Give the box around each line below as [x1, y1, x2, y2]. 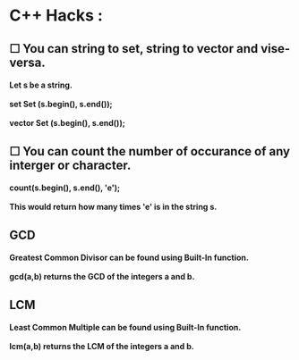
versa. [9, 54, 47, 70]
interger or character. [9, 157, 132, 172]
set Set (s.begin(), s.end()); [9, 99, 114, 110]
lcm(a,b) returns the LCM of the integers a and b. [9, 341, 194, 352]
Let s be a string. [9, 80, 73, 90]
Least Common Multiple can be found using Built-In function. [9, 322, 242, 333]
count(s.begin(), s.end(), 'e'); [9, 182, 121, 193]
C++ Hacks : [9, 5, 103, 26]
